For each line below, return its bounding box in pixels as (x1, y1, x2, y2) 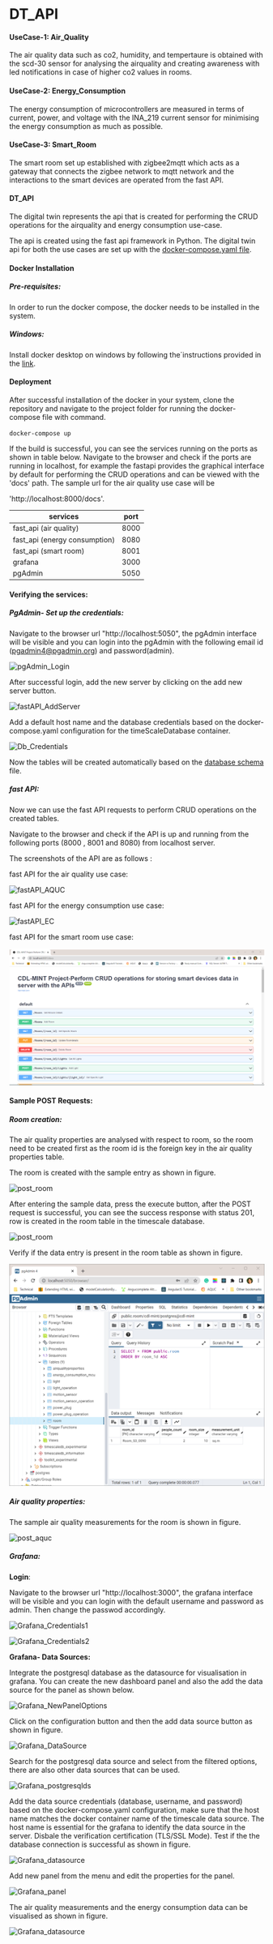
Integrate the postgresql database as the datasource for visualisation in (9, 1668, 247, 1677)
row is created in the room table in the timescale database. (9, 1217, 205, 1227)
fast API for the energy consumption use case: (9, 901, 164, 910)
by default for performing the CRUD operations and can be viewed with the (9, 469, 260, 479)
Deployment (9, 377, 52, 387)
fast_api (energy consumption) (12, 534, 116, 544)
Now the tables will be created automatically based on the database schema (9, 757, 264, 767)
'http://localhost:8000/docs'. (9, 494, 105, 503)
